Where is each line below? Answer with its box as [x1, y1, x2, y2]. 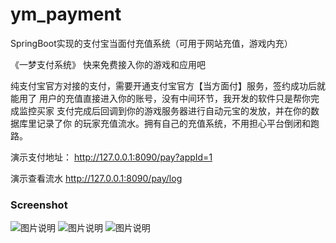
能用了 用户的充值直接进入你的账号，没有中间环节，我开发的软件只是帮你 [10, 92, 311, 104]
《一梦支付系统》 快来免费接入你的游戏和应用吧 [10, 58, 206, 70]
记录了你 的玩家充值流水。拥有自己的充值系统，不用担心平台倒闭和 [36, 117, 311, 129]
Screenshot [10, 198, 68, 212]
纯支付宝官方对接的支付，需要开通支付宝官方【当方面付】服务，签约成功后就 [10, 79, 326, 92]
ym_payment [10, 3, 122, 26]
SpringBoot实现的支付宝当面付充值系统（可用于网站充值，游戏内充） [10, 37, 293, 49]
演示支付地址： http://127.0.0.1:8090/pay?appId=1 [10, 151, 213, 163]
